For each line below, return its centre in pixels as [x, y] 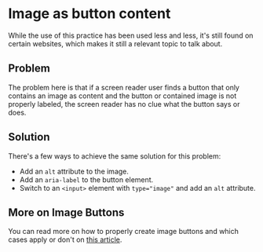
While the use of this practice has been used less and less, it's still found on [131, 35]
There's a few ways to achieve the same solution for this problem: [115, 156]
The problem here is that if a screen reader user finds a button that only [124, 87]
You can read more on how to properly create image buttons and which [124, 232]
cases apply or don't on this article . [65, 239]
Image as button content [89, 14]
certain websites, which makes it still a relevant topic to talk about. [115, 43]
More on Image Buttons [66, 212]
